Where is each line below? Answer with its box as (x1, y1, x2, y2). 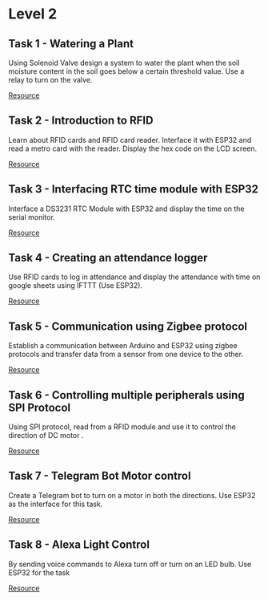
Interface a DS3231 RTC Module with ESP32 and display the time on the (8, 204, 246, 213)
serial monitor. (8, 212, 56, 221)
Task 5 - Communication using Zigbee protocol (8, 319, 248, 333)
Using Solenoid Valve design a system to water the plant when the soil (8, 58, 240, 67)
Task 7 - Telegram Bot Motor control (8, 469, 191, 483)
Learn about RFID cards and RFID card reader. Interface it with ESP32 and (8, 135, 252, 144)
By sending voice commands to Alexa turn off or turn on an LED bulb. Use (8, 559, 252, 569)
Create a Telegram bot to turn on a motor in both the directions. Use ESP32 (8, 490, 256, 500)
